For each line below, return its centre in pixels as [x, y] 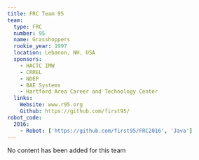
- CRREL [31, 72]
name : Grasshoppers [42, 40]
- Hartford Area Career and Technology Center [89, 92]
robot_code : [25, 117]
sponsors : [28, 59]
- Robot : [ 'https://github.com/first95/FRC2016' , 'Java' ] [106, 131]
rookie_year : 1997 [41, 46]
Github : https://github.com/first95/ [75, 111]
